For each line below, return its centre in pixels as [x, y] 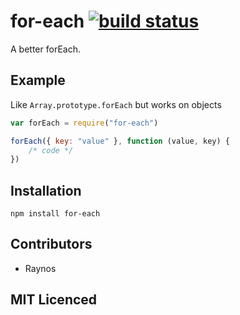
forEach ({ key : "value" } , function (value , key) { [120, 141]
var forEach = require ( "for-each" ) [84, 123]
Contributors [51, 244]
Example [38, 80]
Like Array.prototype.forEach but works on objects [116, 104]
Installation [46, 190]
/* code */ [51, 150]
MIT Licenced [54, 300]
